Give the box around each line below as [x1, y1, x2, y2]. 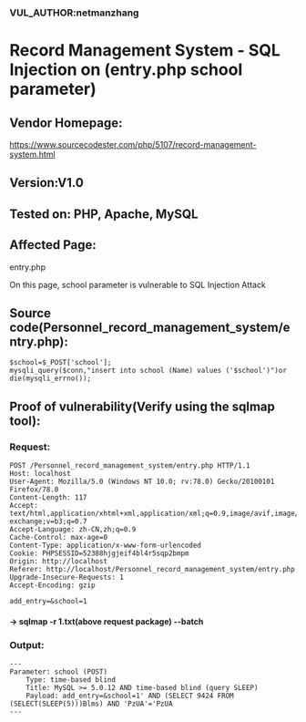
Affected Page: [9, 237, 97, 253]
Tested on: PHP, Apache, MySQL [9, 206, 199, 222]
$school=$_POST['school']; [9, 358, 112, 367]
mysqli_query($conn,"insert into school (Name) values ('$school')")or [9, 366, 287, 376]
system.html [9, 149, 56, 160]
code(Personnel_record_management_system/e [9, 319, 291, 335]
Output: [9, 638, 45, 651]
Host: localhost [9, 469, 71, 479]
